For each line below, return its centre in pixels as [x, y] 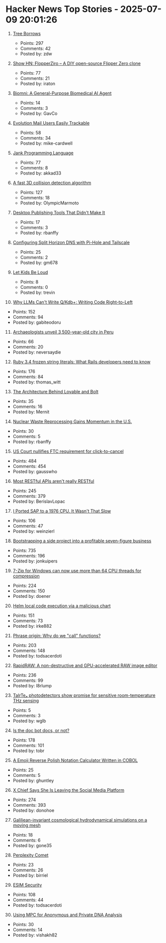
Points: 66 [23, 341]
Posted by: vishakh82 [35, 935]
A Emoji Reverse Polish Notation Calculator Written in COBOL [75, 760]
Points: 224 [25, 585]
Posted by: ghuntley [33, 780]
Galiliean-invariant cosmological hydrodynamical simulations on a [80, 820]
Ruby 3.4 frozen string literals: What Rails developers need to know [82, 362]
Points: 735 [24, 550]
